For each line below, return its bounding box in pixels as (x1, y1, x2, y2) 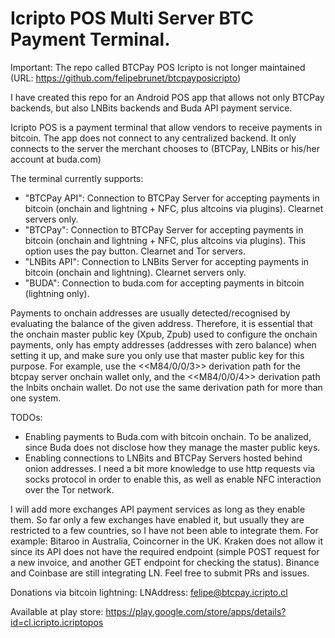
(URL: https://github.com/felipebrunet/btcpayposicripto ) (10, 72, 242, 84)
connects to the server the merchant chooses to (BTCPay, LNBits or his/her (10, 142, 321, 154)
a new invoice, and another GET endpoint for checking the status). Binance (10, 556, 320, 568)
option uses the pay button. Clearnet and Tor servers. (24, 245, 247, 257)
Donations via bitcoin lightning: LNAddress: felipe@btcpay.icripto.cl (10, 586, 288, 598)
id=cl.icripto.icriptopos (10, 616, 104, 628)
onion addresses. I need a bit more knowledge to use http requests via (24, 462, 316, 474)
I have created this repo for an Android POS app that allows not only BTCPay (10, 91, 325, 103)
